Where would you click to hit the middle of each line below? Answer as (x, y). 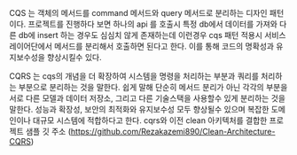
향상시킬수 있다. (74, 57)
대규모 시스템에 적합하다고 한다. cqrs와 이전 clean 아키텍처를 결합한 (150, 120)
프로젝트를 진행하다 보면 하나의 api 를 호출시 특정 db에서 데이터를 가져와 (152, 24)
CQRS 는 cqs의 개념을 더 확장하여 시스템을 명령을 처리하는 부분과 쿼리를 (134, 76)
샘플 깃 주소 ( (48, 132)
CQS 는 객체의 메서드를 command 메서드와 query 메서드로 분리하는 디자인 (138, 13)
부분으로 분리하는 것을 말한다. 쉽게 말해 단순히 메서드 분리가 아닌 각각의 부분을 (153, 87)
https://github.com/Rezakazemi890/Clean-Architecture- (173, 132)
